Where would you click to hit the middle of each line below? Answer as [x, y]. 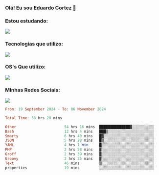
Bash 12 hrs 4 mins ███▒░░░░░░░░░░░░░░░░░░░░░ [79, 131]
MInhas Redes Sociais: [33, 90]
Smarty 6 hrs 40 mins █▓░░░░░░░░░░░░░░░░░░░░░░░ [79, 136]
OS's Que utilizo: [25, 67]
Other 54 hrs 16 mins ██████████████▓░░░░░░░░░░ [79, 127]
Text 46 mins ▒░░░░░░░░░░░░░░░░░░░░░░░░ [79, 163]
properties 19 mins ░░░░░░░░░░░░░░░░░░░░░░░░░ [79, 168]
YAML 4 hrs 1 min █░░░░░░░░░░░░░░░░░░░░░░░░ [79, 145]
